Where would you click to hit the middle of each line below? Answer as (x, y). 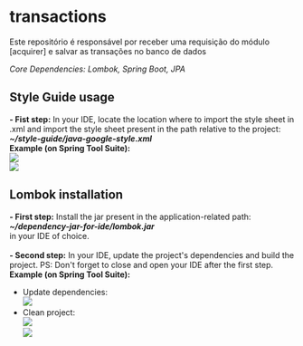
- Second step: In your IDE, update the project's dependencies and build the (152, 255)
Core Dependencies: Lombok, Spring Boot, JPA (97, 69)
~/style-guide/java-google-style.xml (80, 139)
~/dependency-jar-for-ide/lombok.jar (82, 226)
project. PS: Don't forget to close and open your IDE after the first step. (142, 264)
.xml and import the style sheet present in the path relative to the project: (145, 129)
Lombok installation (66, 195)
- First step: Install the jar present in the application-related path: (130, 216)
